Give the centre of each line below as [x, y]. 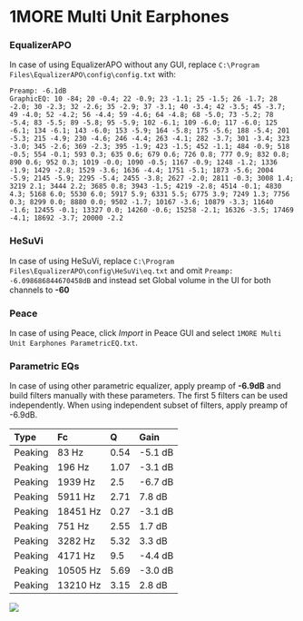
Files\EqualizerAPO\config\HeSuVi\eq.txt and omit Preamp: [122, 271]
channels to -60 [39, 290]
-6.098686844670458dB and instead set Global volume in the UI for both [141, 280]
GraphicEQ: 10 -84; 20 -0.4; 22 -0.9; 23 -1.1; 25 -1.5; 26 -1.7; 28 [144, 99]
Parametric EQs [44, 366]
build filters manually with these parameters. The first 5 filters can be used [149, 396]
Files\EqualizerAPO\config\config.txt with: [93, 74]
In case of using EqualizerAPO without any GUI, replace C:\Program [135, 64]
